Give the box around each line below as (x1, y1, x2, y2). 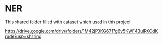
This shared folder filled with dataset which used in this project (5, 19, 131, 25)
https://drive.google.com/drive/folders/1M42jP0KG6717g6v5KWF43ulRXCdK (5, 28, 158, 34)
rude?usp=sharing (5, 33, 42, 39)
